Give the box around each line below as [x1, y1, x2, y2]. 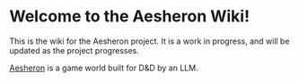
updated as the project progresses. [9, 45, 139, 55]
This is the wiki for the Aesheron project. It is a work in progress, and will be [9, 36, 290, 46]
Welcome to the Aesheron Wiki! [9, 6, 250, 27]
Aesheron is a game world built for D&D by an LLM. [9, 62, 199, 73]
